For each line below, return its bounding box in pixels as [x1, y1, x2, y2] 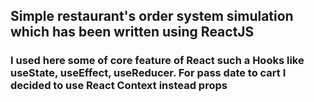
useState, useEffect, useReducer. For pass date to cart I [10, 66, 287, 80]
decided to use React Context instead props [10, 79, 228, 93]
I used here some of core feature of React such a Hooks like [10, 54, 305, 68]
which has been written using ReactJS [10, 24, 255, 41]
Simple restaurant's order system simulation [10, 8, 294, 25]
